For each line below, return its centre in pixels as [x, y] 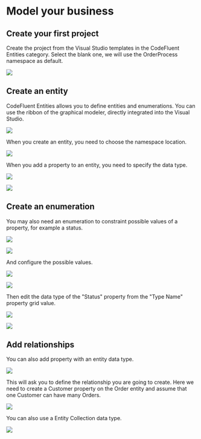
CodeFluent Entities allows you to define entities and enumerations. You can [101, 106]
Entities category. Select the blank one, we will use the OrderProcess [92, 54]
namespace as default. [35, 61]
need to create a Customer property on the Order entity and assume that [97, 389]
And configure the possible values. [49, 262]
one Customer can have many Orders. [54, 395]
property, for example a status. [45, 228]
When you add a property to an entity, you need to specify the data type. [97, 165]
